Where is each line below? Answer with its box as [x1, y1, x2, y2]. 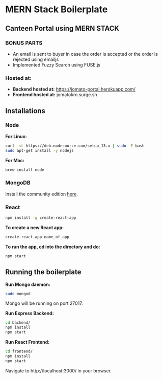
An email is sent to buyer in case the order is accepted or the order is [12, 51, 158, 57]
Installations [5, 106, 46, 115]
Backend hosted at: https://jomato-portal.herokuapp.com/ [12, 86, 136, 93]
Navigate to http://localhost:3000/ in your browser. [5, 367, 112, 374]
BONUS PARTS [5, 39, 43, 47]
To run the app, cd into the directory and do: [5, 243, 100, 250]
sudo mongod [5, 291, 31, 296]
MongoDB [5, 179, 31, 186]
